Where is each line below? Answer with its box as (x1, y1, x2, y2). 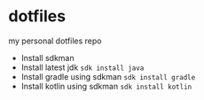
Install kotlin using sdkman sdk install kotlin (20, 81, 192, 91)
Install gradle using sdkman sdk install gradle (20, 71, 196, 81)
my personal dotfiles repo (8, 35, 102, 46)
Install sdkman (20, 52, 75, 63)
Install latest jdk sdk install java (20, 62, 145, 73)
